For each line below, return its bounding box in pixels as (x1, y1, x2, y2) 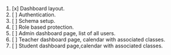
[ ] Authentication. (11, 11, 56, 18)
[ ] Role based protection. (11, 23, 74, 30)
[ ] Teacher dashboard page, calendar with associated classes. (11, 36, 166, 43)
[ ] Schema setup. (11, 18, 56, 24)
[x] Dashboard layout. (11, 5, 65, 12)
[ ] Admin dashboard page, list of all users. (11, 30, 116, 37)
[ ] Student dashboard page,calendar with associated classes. (11, 42, 163, 49)
